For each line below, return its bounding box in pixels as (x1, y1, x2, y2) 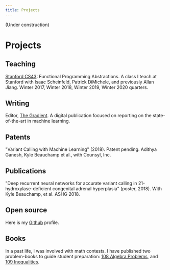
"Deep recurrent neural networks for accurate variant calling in (5, 180, 137, 187)
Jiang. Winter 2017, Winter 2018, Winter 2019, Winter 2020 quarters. (5, 84, 149, 90)
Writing (5, 99, 30, 108)
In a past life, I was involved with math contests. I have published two (5, 247, 151, 254)
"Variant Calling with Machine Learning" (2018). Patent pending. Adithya (5, 146, 157, 152)
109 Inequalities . (5, 259, 40, 265)
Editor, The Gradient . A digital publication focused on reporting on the (5, 112, 152, 119)
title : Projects (5, 7, 40, 13)
